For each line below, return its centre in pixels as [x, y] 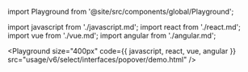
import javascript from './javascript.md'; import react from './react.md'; [124, 27]
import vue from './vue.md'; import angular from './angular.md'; [112, 36]
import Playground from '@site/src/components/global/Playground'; [121, 12]
